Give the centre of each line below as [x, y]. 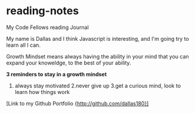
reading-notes [43, 11]
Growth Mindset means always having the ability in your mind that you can [97, 56]
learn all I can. [23, 45]
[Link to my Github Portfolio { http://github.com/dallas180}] [78, 103]
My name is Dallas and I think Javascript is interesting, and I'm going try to [97, 38]
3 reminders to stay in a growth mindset [57, 74]
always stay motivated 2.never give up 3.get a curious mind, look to [98, 85]
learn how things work [42, 92]
